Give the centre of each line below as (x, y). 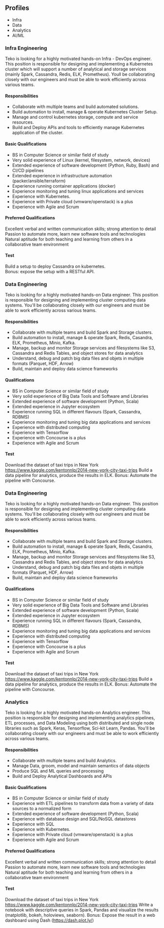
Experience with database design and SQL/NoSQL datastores (74, 819)
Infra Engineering (26, 48)
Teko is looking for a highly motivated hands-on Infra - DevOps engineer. (78, 59)
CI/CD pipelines (28, 170)
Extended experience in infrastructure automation (62, 175)
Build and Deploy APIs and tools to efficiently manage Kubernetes (78, 128)
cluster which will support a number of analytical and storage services (76, 69)
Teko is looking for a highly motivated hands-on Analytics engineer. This (78, 712)
